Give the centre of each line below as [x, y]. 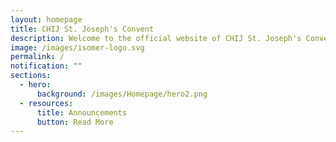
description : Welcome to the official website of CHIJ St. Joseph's [156, 38]
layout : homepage [46, 19]
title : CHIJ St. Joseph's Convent [82, 29]
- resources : [46, 103]
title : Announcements [82, 112]
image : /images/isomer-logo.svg [77, 47]
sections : [31, 76]
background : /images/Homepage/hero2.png [122, 94]
